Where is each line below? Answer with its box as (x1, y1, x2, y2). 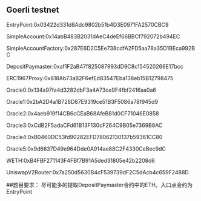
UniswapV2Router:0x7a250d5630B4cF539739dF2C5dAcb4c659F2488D (6, 168, 189, 175)
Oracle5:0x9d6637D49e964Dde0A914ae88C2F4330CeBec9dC (6, 145, 166, 152)
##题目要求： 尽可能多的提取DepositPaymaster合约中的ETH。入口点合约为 (6, 181, 193, 188)
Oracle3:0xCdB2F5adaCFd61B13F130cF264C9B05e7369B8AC (6, 121, 163, 129)
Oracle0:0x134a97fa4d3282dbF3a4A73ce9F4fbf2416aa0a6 (6, 86, 156, 94)
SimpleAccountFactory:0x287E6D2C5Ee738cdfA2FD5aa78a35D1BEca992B (6, 44, 196, 52)
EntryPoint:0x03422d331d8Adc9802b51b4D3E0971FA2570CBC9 (6, 21, 169, 28)
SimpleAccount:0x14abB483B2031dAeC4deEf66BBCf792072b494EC (6, 33, 180, 40)
